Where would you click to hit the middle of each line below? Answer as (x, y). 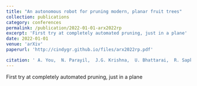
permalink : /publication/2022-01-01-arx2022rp (64, 28)
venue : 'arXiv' (25, 44)
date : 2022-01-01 (27, 39)
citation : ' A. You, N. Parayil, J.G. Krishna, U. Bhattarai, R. (93, 60)
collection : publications (38, 17)
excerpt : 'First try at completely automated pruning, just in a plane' (97, 33)
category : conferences (34, 22)
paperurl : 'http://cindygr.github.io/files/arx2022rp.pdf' (80, 50)
